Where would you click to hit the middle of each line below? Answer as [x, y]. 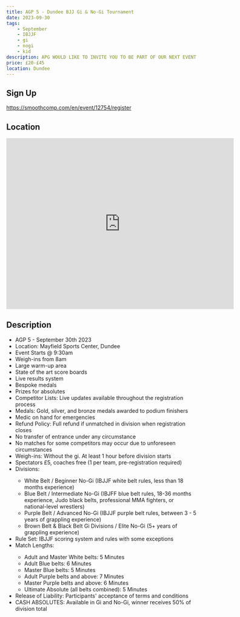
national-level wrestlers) [54, 506]
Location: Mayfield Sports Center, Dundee [68, 346]
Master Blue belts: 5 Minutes [60, 570]
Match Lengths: [35, 545]
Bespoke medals [36, 385]
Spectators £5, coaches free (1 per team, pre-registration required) [98, 462]
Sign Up [22, 93]
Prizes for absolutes [40, 391]
